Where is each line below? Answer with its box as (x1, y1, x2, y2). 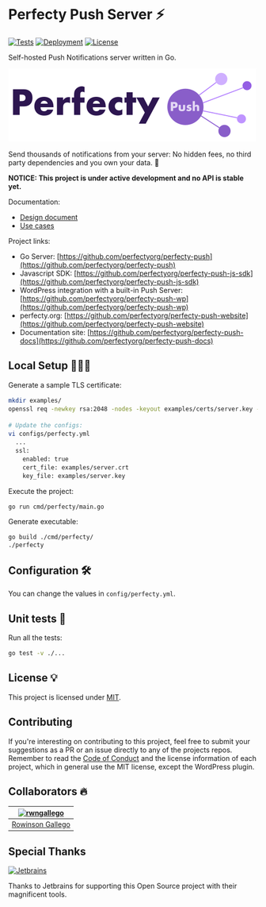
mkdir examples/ (8, 396, 62, 404)
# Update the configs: (8, 422, 83, 430)
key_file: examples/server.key (22, 472, 126, 480)
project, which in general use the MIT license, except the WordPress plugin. (8, 762, 255, 771)
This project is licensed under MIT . (8, 692, 121, 702)
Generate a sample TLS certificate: (8, 380, 122, 389)
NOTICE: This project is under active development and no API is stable (8, 173, 244, 183)
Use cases (19, 221, 55, 230)
